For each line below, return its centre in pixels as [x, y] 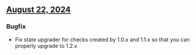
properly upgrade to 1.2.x [46, 46]
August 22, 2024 [38, 10]
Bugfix [16, 27]
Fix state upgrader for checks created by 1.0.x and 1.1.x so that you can [102, 39]
